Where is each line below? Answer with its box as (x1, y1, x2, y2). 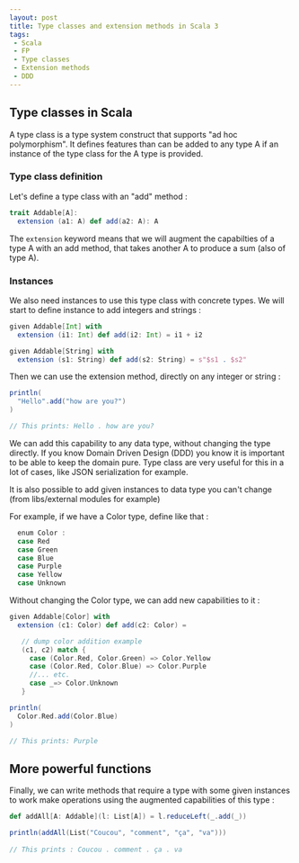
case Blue (17, 553, 54, 562)
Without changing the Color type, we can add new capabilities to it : (9, 595, 260, 606)
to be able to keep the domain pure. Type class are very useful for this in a (9, 456, 285, 468)
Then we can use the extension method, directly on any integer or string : (9, 371, 281, 382)
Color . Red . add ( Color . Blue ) (17, 712, 119, 721)
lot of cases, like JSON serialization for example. (9, 466, 189, 477)
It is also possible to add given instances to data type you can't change (9, 483, 272, 495)
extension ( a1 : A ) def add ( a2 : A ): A (17, 217, 159, 226)
